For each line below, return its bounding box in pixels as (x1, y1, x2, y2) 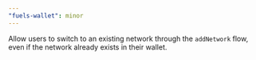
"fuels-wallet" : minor (8, 11, 84, 20)
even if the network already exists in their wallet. (8, 42, 167, 52)
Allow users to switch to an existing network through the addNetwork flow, (8, 34, 249, 43)
